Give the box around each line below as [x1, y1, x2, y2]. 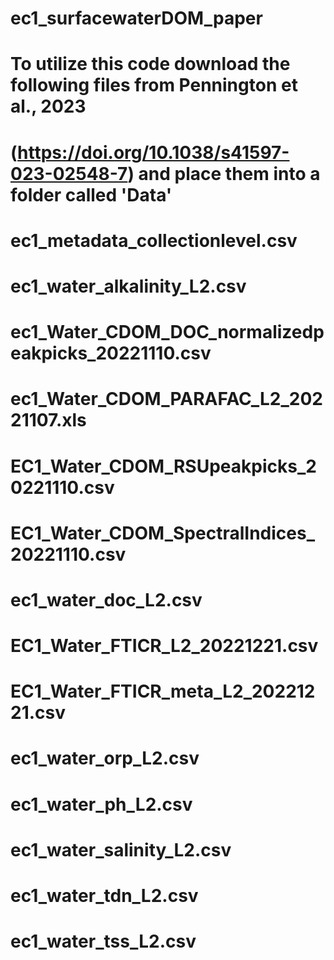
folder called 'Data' [10, 183, 173, 206]
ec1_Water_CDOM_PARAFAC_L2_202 [10, 388, 323, 411]
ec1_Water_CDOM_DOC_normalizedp [10, 321, 325, 344]
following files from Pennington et [10, 74, 298, 97]
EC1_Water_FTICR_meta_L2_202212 [10, 680, 316, 703]
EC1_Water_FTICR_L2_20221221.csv [10, 635, 319, 657]
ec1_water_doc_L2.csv [10, 588, 203, 611]
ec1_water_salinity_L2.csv [10, 838, 232, 861]
